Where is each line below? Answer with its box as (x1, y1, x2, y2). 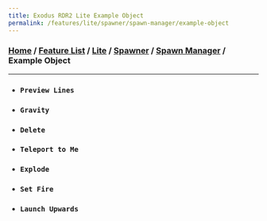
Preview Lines (19, 85, 75, 95)
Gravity (19, 105, 50, 114)
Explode (19, 165, 50, 174)
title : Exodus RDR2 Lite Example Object (8, 11, 145, 20)
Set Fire (19, 184, 54, 194)
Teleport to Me (19, 145, 79, 154)
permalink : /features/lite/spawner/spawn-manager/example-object (8, 19, 229, 27)
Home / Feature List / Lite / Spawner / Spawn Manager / (8, 45, 226, 56)
